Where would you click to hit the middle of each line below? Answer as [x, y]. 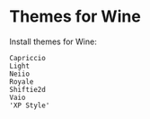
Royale [22, 82]
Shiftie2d [28, 89]
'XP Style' [30, 105]
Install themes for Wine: [53, 41]
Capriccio [28, 58]
